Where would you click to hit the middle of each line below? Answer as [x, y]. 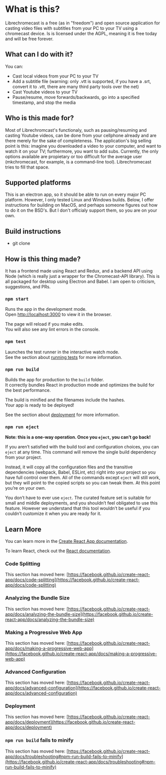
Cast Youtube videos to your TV [45, 92]
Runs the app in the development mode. [46, 309]
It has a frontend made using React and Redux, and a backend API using [79, 271]
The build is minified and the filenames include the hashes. [65, 400]
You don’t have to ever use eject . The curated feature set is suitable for [78, 498]
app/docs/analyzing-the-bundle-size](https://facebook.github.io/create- [79, 614]
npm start [17, 299]
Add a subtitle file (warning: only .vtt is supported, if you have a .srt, [82, 81]
